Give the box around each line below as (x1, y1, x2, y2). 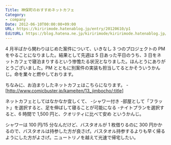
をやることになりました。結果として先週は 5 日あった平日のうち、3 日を (5, 52, 157, 58)
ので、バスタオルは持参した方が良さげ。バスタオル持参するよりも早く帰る (9, 128, 165, 134)
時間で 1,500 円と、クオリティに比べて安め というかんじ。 (22, 111, 144, 117)
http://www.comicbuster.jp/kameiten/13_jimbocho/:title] (7, 88, 124, 94)
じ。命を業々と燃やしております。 (5, 71, 76, 77)
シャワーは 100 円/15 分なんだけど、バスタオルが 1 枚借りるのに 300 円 (5, 122, 154, 128)
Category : (5, 12, 26, 17)
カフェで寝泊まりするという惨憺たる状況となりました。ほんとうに (14, 59, 153, 64)
